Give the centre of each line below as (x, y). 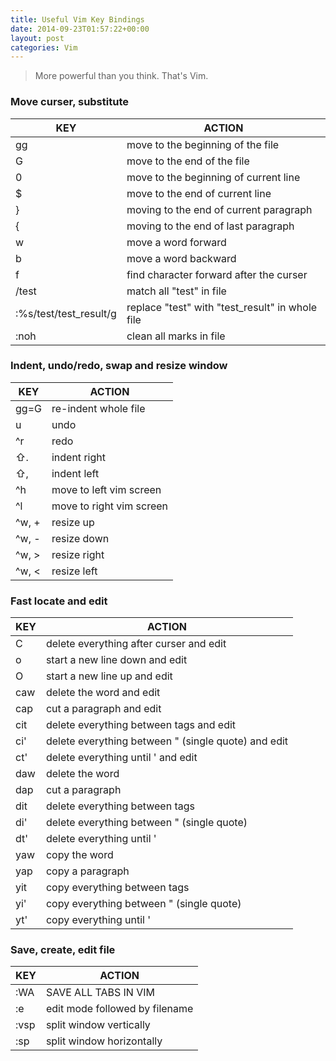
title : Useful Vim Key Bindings (77, 19)
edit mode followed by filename (119, 1009)
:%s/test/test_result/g (66, 313)
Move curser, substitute (69, 102)
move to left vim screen (106, 489)
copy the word (79, 855)
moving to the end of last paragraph (210, 226)
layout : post (37, 38)
